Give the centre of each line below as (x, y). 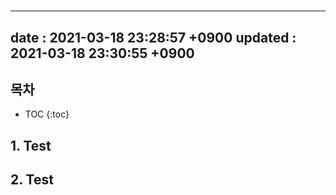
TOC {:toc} (47, 114)
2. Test (32, 180)
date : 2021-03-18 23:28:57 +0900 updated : (153, 37)
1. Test (31, 145)
